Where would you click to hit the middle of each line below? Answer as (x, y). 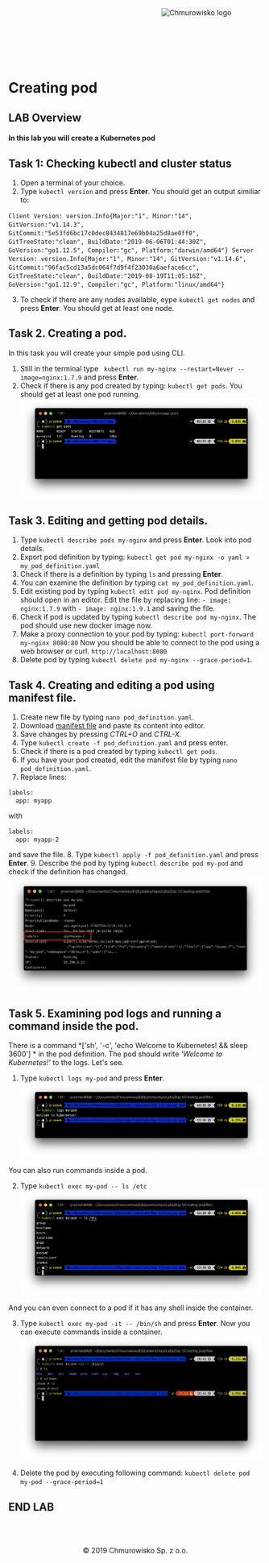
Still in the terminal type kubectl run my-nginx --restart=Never (127, 368)
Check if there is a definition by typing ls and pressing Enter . (122, 574)
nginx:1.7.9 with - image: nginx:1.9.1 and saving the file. (118, 608)
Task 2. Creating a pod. (68, 334)
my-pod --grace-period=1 (62, 1482)
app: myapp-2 (37, 840)
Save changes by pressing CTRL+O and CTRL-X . (101, 734)
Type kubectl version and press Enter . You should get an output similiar (140, 191)
